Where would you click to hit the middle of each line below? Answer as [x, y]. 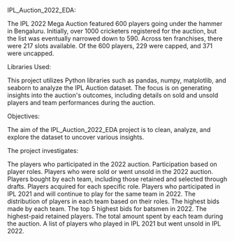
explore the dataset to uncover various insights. [76, 137]
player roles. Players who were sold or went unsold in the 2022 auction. [110, 171]
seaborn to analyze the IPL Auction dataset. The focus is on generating [109, 88]
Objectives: [23, 116]
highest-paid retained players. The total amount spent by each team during [115, 216]
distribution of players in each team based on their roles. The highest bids [114, 201]
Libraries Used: [29, 67]
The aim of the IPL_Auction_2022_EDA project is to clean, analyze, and [109, 130]
